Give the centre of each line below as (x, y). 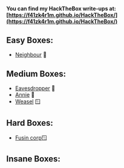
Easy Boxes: (30, 40)
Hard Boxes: (30, 123)
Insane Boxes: (33, 159)
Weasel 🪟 (28, 102)
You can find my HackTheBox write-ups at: (61, 8)
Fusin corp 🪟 (31, 138)
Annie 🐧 (25, 95)
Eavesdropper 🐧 (35, 88)
